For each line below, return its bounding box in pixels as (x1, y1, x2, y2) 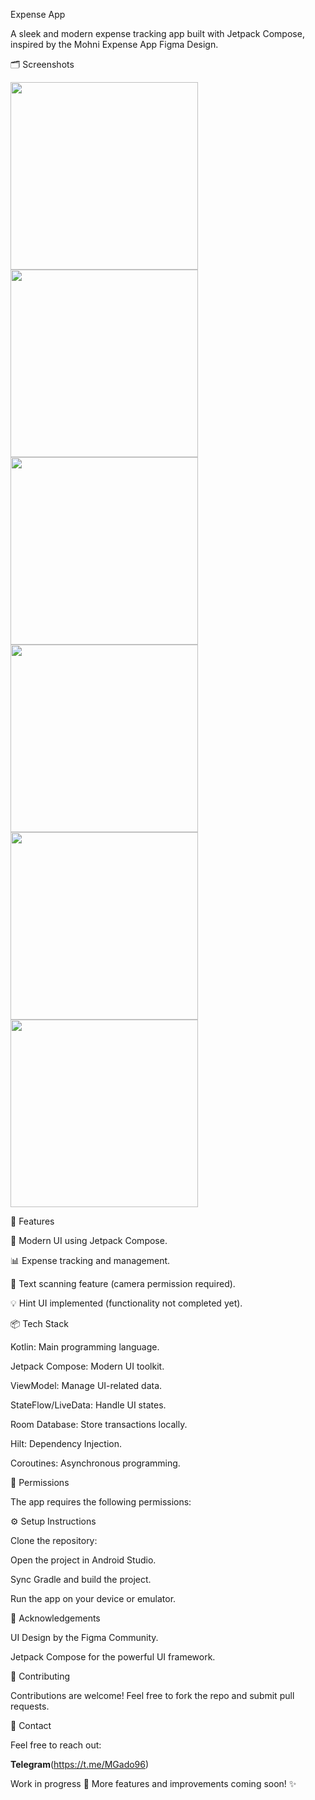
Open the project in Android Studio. (10, 1554, 157, 1566)
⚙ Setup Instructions (10, 1515, 97, 1527)
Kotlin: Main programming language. (10, 1341, 160, 1353)
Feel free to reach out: (10, 1739, 102, 1751)
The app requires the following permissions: (10, 1496, 192, 1508)
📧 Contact (10, 1720, 52, 1731)
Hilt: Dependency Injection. (10, 1438, 123, 1449)
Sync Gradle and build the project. (10, 1574, 152, 1585)
